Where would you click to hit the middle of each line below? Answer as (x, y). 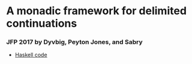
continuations (42, 23)
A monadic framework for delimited (97, 11)
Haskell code (31, 55)
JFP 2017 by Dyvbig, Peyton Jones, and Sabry (74, 42)
